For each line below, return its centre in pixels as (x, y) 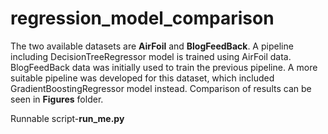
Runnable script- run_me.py (67, 118)
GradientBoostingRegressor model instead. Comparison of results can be (161, 88)
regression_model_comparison (142, 18)
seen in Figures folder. (57, 99)
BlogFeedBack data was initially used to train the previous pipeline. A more (164, 67)
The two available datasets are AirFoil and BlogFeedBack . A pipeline (152, 46)
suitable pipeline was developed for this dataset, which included (142, 78)
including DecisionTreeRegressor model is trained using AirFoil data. (151, 56)
